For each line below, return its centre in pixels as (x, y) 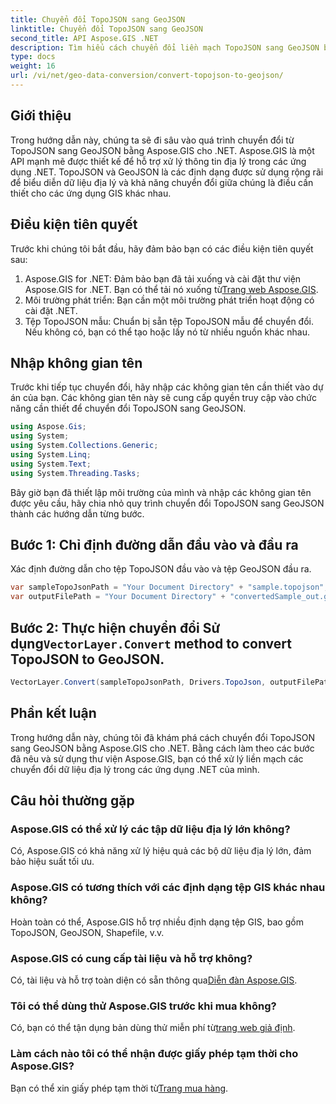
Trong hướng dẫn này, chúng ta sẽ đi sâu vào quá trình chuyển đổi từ (152, 140)
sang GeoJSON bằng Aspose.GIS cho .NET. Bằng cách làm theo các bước (162, 748)
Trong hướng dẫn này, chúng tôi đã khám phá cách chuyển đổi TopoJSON (163, 737)
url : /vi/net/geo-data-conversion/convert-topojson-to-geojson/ (147, 76)
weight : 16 (33, 66)
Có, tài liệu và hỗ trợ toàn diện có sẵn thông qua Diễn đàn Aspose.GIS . (154, 980)
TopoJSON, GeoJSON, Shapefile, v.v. (87, 932)
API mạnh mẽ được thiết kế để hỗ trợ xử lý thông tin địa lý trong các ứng (158, 161)
